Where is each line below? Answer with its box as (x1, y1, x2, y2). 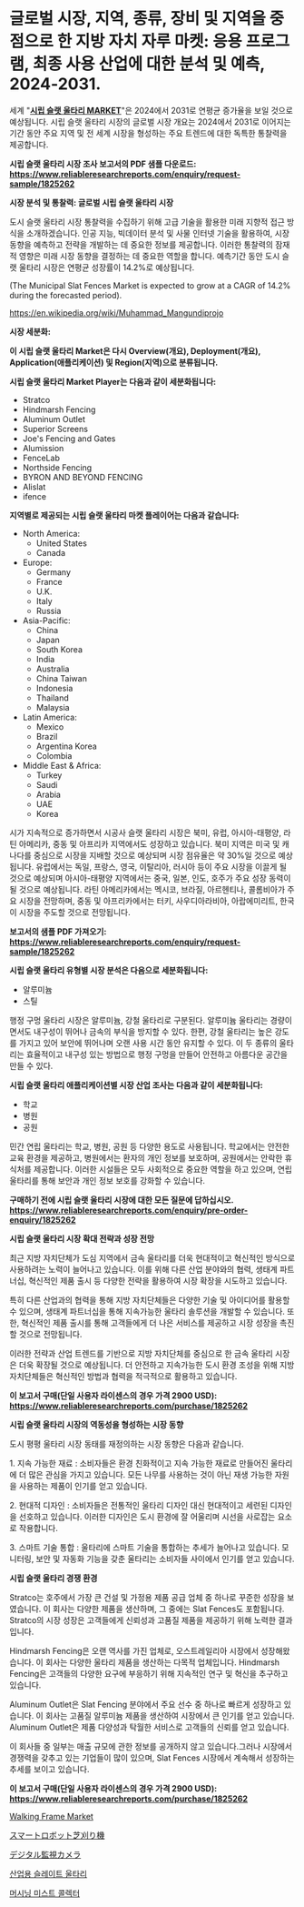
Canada (35, 547, 66, 558)
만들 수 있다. (9, 1060, 54, 1071)
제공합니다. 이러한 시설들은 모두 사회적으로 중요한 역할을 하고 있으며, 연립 (33, 1164, 293, 1175)
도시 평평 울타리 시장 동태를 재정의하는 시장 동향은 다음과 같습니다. (9, 1438, 244, 1449)
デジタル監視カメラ (9, 1849, 82, 1860)
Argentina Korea (35, 741, 97, 752)
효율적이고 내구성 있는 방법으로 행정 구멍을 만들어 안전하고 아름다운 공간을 (25, 1048, 289, 1060)
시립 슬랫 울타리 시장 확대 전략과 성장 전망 (9, 1233, 155, 1244)
